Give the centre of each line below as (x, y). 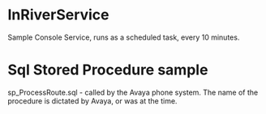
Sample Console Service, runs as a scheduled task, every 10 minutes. (124, 37)
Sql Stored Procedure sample (108, 70)
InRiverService (59, 15)
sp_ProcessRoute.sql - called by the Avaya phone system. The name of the (133, 92)
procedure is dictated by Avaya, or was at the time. (92, 101)
